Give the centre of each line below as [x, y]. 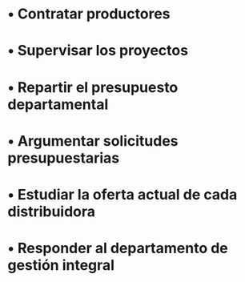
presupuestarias [64, 158]
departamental [58, 104]
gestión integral [61, 266]
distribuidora [52, 211]
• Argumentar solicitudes [93, 141]
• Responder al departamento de [118, 248]
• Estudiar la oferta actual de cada [122, 194]
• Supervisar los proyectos [98, 51]
